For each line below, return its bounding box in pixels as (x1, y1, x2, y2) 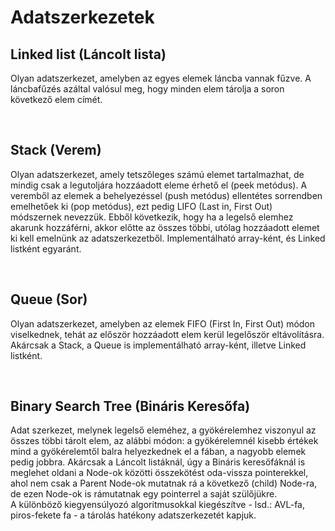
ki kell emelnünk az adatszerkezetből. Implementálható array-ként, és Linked (10, 232, 326, 244)
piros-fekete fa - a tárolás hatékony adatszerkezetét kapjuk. (10, 509, 257, 521)
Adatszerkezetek (10, 6, 155, 29)
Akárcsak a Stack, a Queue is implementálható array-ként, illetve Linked (10, 339, 307, 351)
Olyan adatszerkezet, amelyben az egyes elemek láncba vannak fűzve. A (10, 72, 312, 84)
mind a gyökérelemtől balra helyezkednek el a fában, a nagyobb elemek (10, 446, 307, 458)
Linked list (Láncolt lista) (10, 46, 167, 63)
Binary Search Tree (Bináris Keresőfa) (10, 398, 251, 415)
